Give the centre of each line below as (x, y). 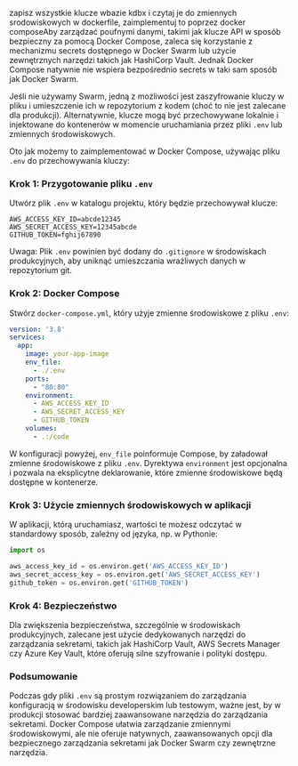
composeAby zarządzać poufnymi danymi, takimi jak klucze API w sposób (145, 32)
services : (28, 337)
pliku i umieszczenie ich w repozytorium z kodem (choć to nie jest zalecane (148, 105)
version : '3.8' (37, 329)
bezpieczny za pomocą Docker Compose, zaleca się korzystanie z (131, 41)
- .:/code (51, 436)
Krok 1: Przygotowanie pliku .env (81, 183)
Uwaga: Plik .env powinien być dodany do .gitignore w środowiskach (138, 252)
